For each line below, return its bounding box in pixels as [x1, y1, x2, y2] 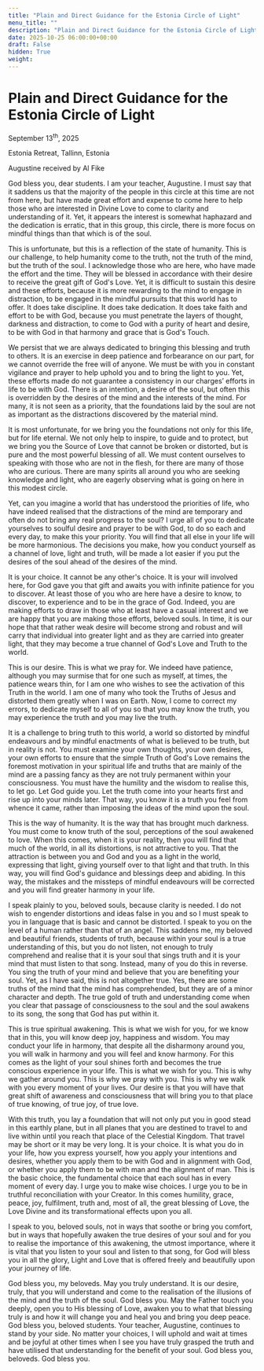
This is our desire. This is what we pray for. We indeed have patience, [8, 663, 233, 672]
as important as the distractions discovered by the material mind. [8, 410, 218, 419]
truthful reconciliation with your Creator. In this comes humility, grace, [8, 1190, 234, 1200]
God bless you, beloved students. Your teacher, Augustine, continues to [8, 1321, 240, 1330]
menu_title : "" [8, 19, 58, 27]
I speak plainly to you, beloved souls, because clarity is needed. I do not [8, 901, 242, 910]
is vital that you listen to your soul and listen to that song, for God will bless [8, 1247, 251, 1256]
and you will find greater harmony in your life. [8, 885, 156, 895]
